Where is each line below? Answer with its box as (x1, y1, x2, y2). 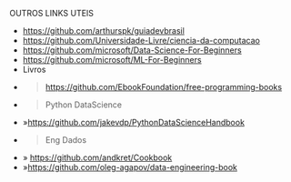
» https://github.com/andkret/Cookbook (22, 152, 173, 163)
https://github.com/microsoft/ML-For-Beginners (22, 55, 202, 65)
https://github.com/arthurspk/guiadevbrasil (22, 25, 185, 35)
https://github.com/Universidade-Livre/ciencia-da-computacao (22, 35, 261, 45)
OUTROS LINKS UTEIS (9, 8, 94, 18)
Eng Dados (45, 135, 87, 145)
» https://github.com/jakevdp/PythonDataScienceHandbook (22, 117, 246, 127)
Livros (22, 64, 46, 75)
